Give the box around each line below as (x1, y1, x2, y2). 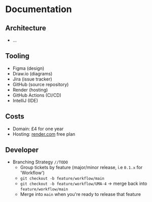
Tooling (5, 52, 29, 60)
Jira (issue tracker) (12, 76, 52, 82)
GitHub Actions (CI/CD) (12, 92, 62, 98)
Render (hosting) (12, 87, 48, 93)
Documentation (5, 4, 72, 15)
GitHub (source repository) (12, 81, 69, 87)
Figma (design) (12, 65, 45, 71)
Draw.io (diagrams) (12, 70, 53, 76)
